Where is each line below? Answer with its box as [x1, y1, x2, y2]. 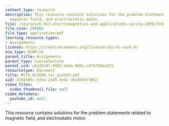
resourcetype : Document [5, 68, 55, 73]
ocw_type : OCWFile [5, 49, 44, 54]
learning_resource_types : [5, 36, 59, 41]
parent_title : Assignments [5, 54, 62, 59]
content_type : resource [5, 7, 55, 13]
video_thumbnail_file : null [10, 86, 69, 92]
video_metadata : [5, 91, 39, 96]
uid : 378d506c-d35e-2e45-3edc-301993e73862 [5, 77, 98, 82]
